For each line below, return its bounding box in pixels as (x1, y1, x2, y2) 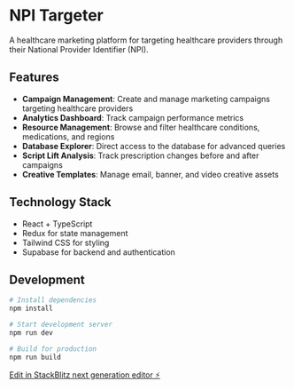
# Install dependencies (9, 296, 97, 305)
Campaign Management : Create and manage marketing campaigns (21, 93, 270, 104)
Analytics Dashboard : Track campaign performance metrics (21, 112, 244, 123)
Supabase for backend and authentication (21, 246, 175, 258)
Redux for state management (21, 227, 128, 238)
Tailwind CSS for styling (21, 237, 110, 248)
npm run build (9, 353, 62, 361)
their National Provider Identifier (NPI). (9, 44, 149, 54)
